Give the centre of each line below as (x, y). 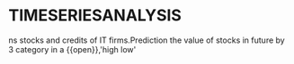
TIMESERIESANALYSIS (95, 16)
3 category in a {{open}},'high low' (72, 49)
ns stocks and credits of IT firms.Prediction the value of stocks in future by (147, 40)
